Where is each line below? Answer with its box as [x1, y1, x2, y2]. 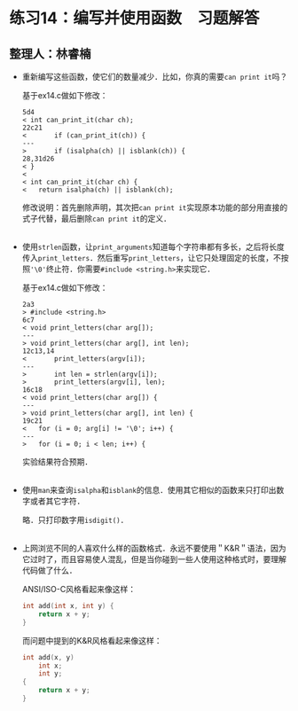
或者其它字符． [29, 496, 85, 506]
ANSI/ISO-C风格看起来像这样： [21, 584, 136, 594]
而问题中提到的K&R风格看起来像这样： [21, 635, 162, 645]
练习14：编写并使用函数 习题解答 [9, 8, 260, 28]
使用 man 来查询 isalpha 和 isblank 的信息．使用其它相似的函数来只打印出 [21, 485, 277, 495]
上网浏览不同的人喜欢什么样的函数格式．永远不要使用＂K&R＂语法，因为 [21, 543, 286, 553]
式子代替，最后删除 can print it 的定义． [21, 214, 171, 223]
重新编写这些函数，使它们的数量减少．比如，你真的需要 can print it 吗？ [21, 72, 288, 82]
